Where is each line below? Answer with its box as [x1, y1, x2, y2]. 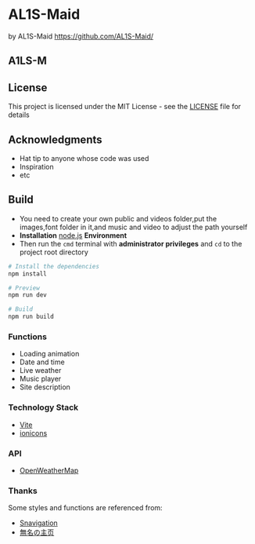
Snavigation [19, 518, 59, 528]
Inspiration [19, 162, 54, 171]
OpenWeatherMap [19, 466, 79, 475]
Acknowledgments [8, 133, 103, 146]
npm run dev [8, 291, 47, 299]
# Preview [8, 284, 41, 292]
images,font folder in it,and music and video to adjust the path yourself [19, 222, 248, 232]
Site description [19, 382, 70, 392]
